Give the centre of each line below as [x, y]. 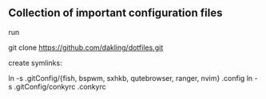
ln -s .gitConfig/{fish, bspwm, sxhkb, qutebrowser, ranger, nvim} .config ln [131, 78]
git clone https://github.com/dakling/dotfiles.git [86, 48]
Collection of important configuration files [115, 13]
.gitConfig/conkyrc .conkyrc [60, 86]
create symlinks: [35, 63]
